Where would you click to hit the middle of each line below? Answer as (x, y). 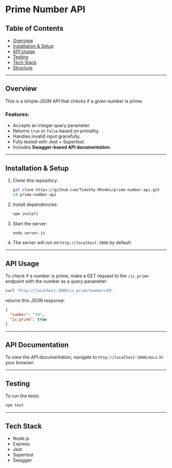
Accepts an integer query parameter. (51, 125)
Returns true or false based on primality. (56, 131)
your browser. (20, 363)
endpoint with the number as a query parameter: (56, 281)
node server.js (29, 233)
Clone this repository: (35, 180)
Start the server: (30, 223)
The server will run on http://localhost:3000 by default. (72, 243)
